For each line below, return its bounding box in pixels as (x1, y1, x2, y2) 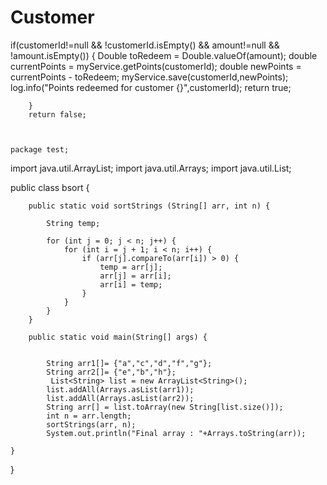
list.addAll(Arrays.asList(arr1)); (46, 384, 195, 395)
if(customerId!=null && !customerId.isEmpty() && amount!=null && (10, 39, 280, 51)
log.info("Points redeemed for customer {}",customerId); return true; (10, 81, 292, 93)
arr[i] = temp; (99, 279, 163, 290)
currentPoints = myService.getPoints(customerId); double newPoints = (10, 60, 302, 72)
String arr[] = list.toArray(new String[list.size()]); (46, 402, 284, 412)
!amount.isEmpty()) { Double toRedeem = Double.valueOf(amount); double (10, 49, 318, 61)
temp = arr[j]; (99, 262, 163, 272)
